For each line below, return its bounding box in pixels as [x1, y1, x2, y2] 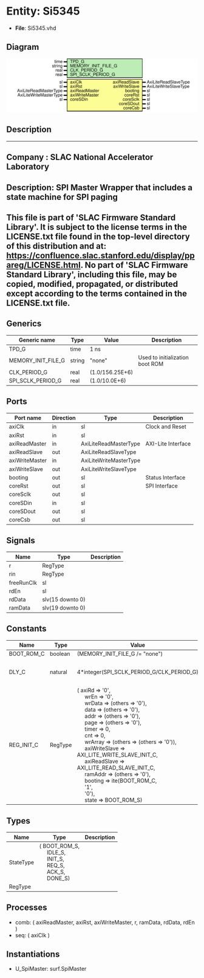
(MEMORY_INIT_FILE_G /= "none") [76, 650, 163, 658]
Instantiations [6, 949, 60, 959]
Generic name [18, 336, 56, 344]
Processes [6, 903, 47, 913]
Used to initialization [138, 354, 189, 361]
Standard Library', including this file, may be [6, 269, 177, 280]
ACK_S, [46, 868, 66, 876]
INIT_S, [46, 855, 65, 863]
